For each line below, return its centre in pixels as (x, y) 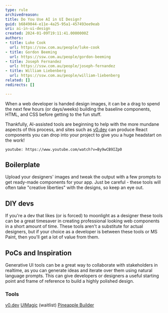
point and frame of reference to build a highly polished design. (70, 281)
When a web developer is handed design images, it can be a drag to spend (82, 103)
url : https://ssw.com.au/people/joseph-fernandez (62, 66)
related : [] (18, 80)
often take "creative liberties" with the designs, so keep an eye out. (74, 187)
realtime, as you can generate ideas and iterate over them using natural (79, 271)
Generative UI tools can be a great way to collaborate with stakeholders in (81, 265)
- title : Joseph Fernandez (33, 61)
